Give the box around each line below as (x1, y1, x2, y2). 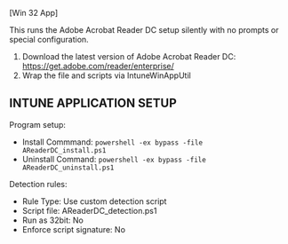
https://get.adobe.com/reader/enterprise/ (21, 61, 175, 71)
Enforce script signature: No (21, 224, 126, 234)
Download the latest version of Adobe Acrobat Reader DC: (21, 51, 236, 61)
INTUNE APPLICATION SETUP (9, 96, 178, 111)
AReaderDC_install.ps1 (21, 146, 107, 154)
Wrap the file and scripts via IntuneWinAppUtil (21, 70, 191, 81)
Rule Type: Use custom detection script (21, 195, 167, 207)
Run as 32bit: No (21, 215, 84, 225)
